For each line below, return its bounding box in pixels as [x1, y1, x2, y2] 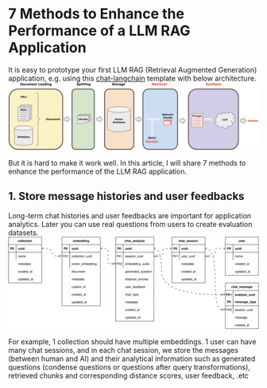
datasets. [8, 228, 39, 237]
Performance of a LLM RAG [8, 22, 191, 40]
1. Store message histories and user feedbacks [8, 190, 245, 203]
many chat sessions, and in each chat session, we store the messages [8, 345, 238, 355]
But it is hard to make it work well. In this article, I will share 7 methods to [8, 158, 246, 167]
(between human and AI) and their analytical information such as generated [8, 354, 256, 363]
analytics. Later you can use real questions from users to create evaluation [8, 219, 253, 229]
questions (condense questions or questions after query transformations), [8, 362, 250, 371]
